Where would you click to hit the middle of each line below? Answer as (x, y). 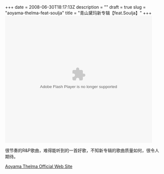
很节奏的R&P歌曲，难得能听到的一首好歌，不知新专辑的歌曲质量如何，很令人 (82, 150)
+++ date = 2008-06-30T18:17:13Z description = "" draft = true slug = (75, 7)
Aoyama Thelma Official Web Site (39, 166)
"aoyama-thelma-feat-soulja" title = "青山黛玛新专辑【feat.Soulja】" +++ (78, 13)
